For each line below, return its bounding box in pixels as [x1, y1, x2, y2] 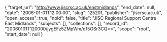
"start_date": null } [5, 31, 43, 37]
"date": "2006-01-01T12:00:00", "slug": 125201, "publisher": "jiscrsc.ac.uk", [5, 10, 163, 16]
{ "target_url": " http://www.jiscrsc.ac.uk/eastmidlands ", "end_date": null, [5, 5, 156, 10]
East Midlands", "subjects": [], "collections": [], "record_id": [5, 20, 129, 26]
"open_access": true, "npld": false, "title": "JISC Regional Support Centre [5, 15, 157, 21]
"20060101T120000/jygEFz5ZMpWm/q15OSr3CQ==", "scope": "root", [5, 26, 151, 32]
